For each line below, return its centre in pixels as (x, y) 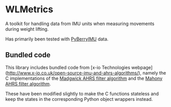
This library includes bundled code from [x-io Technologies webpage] (79, 67)
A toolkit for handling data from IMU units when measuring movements (80, 24)
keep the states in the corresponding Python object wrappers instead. (79, 99)
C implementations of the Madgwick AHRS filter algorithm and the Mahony (84, 78)
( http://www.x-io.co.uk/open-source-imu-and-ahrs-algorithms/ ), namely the (86, 73)
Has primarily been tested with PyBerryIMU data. (57, 39)
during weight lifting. (27, 29)
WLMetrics (29, 9)
